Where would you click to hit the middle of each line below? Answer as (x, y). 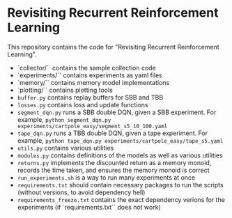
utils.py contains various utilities (65, 148)
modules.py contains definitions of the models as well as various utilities (120, 155)
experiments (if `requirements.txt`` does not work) (89, 207)
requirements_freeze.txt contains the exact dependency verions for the (121, 199)
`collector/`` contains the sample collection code (87, 68)
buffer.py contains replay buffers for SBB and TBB (90, 97)
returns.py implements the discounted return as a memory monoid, (114, 162)
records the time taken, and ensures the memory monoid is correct (114, 170)
